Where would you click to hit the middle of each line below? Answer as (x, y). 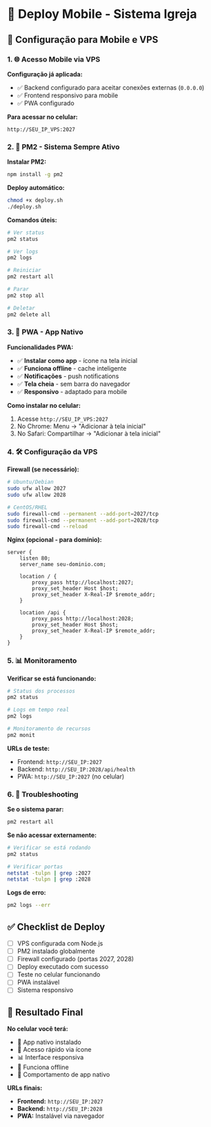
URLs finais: (25, 1088)
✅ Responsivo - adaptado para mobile (72, 391)
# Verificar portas (35, 866)
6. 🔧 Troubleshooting (43, 794)
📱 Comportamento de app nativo (63, 1075)
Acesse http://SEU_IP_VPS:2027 (62, 419)
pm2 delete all (29, 314)
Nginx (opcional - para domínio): (54, 540)
